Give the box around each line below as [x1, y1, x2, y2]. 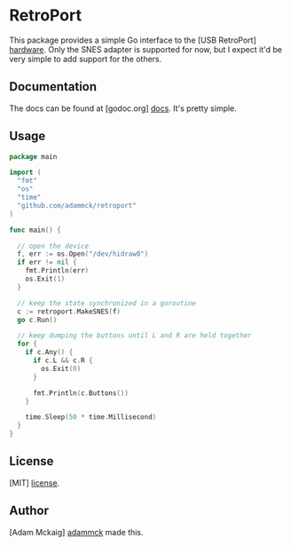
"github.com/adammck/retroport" [17, 201, 138, 210]
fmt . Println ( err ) [25, 266, 90, 275]
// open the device [17, 241, 90, 250]
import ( [9, 168, 42, 178]
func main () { [9, 226, 62, 234]
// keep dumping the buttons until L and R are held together [17, 331, 252, 340]
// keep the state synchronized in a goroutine [17, 298, 197, 307]
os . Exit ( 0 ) [41, 364, 82, 373]
